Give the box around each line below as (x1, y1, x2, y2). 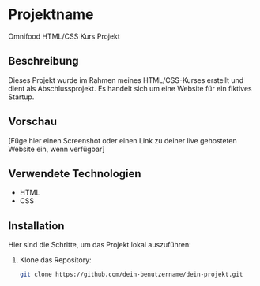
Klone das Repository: (19, 255, 92, 265)
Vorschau (8, 115, 58, 128)
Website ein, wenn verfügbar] (8, 144, 105, 154)
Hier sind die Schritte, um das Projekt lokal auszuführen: (8, 240, 191, 250)
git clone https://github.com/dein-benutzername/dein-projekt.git (19, 270, 243, 279)
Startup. (8, 92, 35, 102)
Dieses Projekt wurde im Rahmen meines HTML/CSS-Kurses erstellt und (8, 75, 244, 84)
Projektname (8, 6, 94, 24)
